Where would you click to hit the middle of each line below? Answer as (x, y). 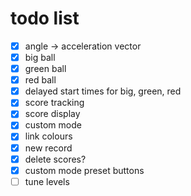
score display (52, 114)
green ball (45, 69)
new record (48, 148)
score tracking (54, 103)
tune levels (47, 181)
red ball (40, 80)
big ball (40, 57)
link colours (48, 136)
